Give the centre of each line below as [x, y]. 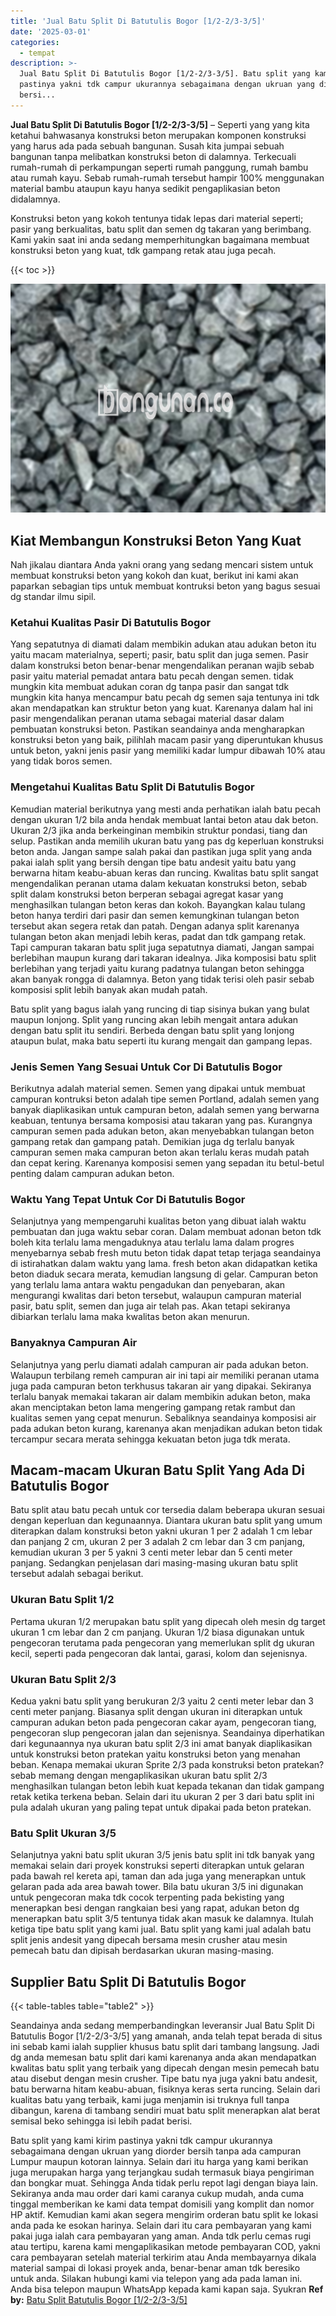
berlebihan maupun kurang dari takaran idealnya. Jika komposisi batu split [163, 957]
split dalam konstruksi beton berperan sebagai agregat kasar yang [147, 894]
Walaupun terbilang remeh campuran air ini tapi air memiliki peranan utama [165, 1375]
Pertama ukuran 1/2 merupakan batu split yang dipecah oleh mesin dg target [168, 1621]
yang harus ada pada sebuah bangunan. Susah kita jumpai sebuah [147, 146]
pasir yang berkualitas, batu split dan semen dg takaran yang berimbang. [161, 229]
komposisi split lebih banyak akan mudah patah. [109, 989]
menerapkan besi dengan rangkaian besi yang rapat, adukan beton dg [155, 1908]
